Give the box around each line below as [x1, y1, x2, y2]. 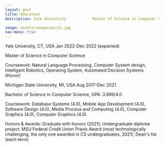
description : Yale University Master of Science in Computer [5, 16, 156, 21]
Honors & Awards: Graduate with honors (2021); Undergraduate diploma [5, 121, 150, 127]
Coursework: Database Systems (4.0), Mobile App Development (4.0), [5, 101, 146, 107]
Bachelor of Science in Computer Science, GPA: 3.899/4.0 [5, 92, 123, 98]
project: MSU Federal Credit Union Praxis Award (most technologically [5, 126, 146, 132]
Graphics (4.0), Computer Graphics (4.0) [5, 111, 87, 118]
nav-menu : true [5, 30, 36, 35]
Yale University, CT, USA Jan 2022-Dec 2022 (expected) [5, 43, 120, 49]
